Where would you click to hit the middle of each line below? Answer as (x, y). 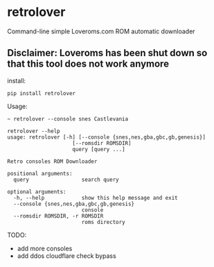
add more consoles (45, 248)
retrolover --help (34, 131)
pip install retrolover (42, 93)
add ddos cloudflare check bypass (66, 256)
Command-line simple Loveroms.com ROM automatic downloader (101, 31)
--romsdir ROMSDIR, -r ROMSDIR (59, 216)
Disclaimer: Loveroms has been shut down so (107, 53)
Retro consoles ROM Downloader (52, 161)
